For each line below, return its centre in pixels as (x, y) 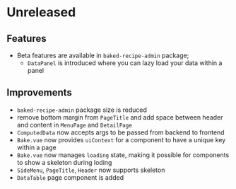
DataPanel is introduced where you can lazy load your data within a (125, 63)
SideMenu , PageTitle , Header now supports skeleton (91, 170)
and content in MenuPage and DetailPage (74, 125)
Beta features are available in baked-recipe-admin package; (103, 55)
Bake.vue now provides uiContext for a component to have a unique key (121, 139)
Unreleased (41, 12)
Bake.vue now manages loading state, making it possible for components (123, 155)
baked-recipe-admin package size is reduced (82, 110)
